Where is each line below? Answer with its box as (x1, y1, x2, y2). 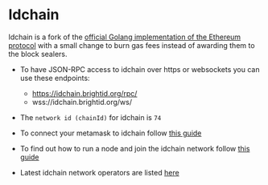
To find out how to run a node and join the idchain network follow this (19, 143, 250, 153)
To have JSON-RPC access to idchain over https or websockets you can (19, 64, 260, 74)
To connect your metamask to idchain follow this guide (19, 128, 202, 138)
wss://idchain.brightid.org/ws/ (31, 97, 133, 107)
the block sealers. (8, 49, 68, 58)
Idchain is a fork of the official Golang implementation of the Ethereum (8, 32, 241, 42)
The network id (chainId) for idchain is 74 (19, 112, 162, 122)
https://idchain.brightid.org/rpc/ (31, 88, 138, 98)
